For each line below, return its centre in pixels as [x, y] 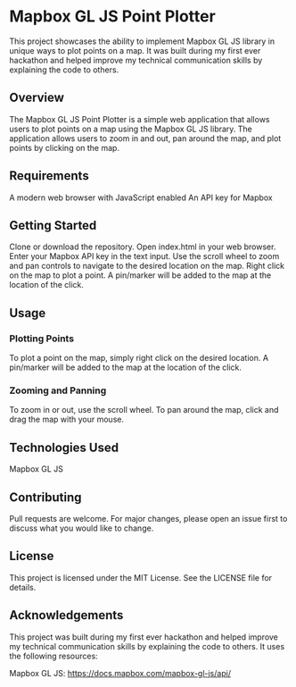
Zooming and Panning [58, 390]
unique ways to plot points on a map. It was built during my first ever [135, 50]
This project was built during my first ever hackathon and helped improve [144, 637]
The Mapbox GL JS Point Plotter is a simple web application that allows [140, 119]
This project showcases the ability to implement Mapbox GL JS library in [142, 41]
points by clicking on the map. [65, 147]
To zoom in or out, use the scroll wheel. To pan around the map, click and [144, 410]
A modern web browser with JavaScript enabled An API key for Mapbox [141, 197]
